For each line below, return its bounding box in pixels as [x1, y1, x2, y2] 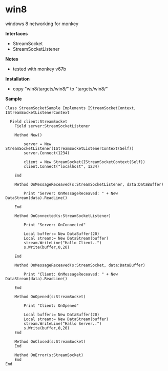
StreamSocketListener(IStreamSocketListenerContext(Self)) [5, 146, 134, 151]
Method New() [14, 132, 43, 138]
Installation [5, 75, 30, 82]
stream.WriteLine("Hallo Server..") [24, 321, 102, 326]
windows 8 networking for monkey [5, 21, 78, 27]
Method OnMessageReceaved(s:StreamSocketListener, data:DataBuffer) [14, 182, 164, 187]
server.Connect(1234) [24, 150, 70, 155]
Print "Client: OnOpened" [24, 303, 79, 308]
